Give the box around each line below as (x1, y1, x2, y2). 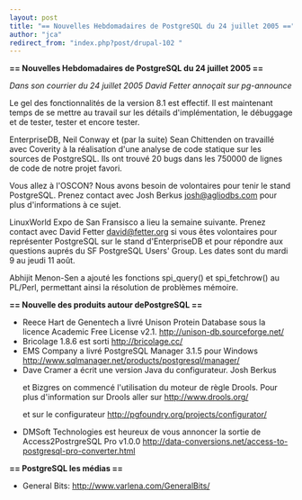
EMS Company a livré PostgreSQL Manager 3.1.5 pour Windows (22, 345, 259, 356)
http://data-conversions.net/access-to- (142, 436, 289, 447)
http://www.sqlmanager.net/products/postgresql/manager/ (22, 355, 240, 366)
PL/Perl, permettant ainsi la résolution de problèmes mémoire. (9, 282, 239, 293)
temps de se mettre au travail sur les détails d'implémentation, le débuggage (9, 107, 293, 118)
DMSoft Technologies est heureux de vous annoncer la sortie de (22, 426, 262, 437)
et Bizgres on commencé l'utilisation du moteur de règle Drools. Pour (22, 382, 279, 393)
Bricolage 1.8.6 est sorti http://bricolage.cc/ (22, 336, 183, 347)
